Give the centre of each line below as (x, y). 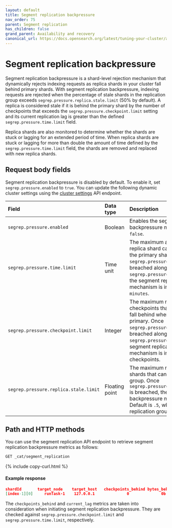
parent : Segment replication (36, 24)
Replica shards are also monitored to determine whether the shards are (80, 132)
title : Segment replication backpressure (50, 15)
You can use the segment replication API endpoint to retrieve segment (79, 442)
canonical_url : (21, 39)
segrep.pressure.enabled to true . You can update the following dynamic (81, 187)
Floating (114, 386)
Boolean (114, 227)
